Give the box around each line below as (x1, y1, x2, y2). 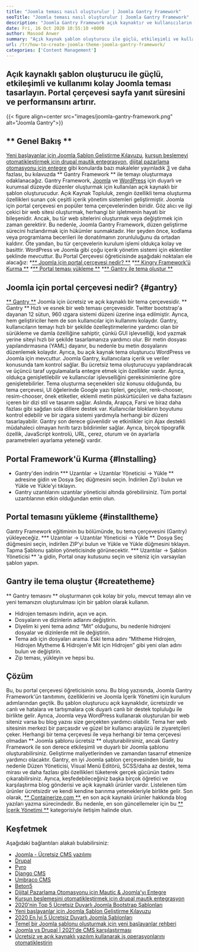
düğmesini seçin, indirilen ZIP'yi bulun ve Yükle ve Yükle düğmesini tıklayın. (6, 540, 190, 547)
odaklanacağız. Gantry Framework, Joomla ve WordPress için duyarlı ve (6, 177, 182, 184)
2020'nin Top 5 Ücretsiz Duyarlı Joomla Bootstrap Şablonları (14, 902, 163, 909)
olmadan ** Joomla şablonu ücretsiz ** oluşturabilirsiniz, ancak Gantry (6, 737, 179, 745)
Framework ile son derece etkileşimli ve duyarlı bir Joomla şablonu (6, 743, 169, 750)
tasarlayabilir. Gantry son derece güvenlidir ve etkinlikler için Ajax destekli (6, 418, 186, 425)
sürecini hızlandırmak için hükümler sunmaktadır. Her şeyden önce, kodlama (6, 228, 192, 235)
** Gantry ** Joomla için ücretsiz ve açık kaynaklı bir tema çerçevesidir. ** (6, 298, 188, 305)
